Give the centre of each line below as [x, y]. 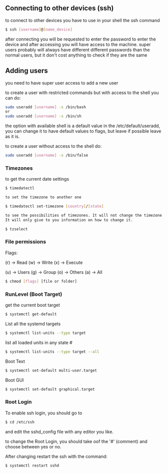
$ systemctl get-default [31, 314]
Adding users [27, 71]
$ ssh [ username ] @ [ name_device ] [39, 30]
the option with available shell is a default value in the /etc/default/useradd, [83, 126]
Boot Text [15, 361]
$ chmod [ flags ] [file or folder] [41, 281]
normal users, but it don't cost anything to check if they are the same [76, 55]
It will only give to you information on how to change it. [69, 220]
